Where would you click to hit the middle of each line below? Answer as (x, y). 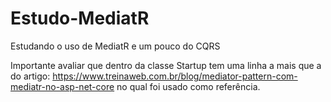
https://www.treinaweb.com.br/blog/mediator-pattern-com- (175, 76)
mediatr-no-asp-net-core (62, 86)
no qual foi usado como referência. (188, 86)
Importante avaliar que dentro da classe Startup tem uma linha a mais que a (166, 65)
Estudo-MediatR (80, 18)
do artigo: (30, 76)
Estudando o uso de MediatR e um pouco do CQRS (115, 46)
